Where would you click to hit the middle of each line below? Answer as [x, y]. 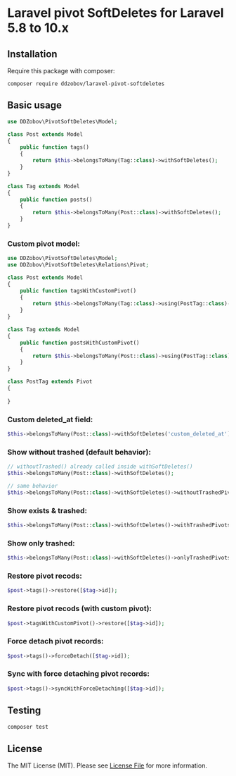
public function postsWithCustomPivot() [80, 343]
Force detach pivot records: [55, 641]
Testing [24, 711]
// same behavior [33, 486]
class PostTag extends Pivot [50, 382]
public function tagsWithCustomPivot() [78, 290]
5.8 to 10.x [38, 28]
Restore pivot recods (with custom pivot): [80, 609]
